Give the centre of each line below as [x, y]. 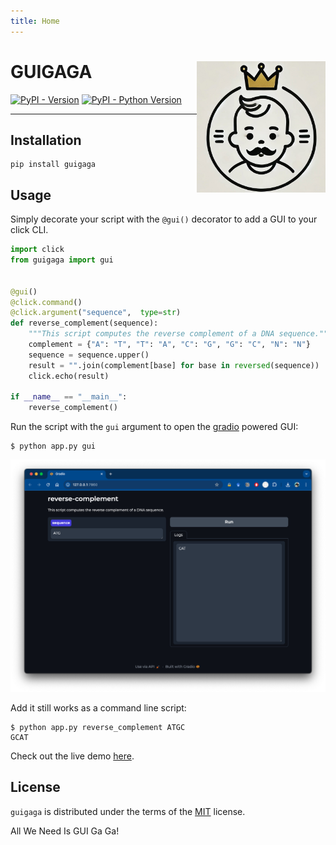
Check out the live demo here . [72, 756]
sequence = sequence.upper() [89, 355]
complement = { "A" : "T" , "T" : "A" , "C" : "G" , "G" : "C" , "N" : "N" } [169, 345]
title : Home [35, 21]
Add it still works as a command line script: [98, 707]
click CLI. [29, 230]
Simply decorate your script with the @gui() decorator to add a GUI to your [164, 219]
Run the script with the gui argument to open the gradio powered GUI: [154, 427]
